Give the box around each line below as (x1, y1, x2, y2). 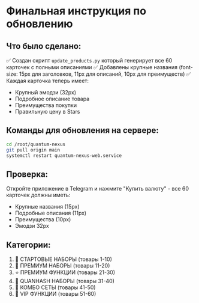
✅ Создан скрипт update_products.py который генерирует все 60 (6, 57, 173, 64)
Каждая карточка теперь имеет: (6, 77, 89, 84)
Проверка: (6, 169, 49, 179)
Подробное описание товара (14, 95, 90, 102)
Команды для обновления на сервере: (6, 125, 159, 136)
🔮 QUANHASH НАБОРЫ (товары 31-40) (14, 278, 115, 285)
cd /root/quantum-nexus (6, 141, 66, 147)
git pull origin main (6, 147, 61, 153)
